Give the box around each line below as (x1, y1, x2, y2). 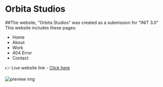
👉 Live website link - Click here (5, 65, 70, 70)
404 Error (12, 50, 32, 56)
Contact (12, 55, 28, 61)
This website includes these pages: (5, 24, 77, 30)
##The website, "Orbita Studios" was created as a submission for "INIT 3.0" (5, 20, 159, 25)
